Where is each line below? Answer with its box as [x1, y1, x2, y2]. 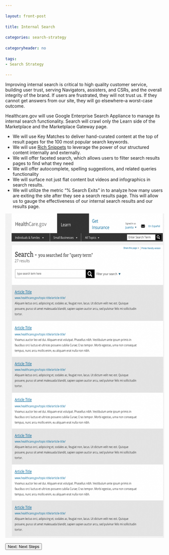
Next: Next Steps [8, 544, 40, 549]
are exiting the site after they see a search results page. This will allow [12, 193, 159, 199]
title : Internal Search [5, 24, 55, 29]
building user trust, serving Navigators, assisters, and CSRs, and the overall [5, 87, 162, 93]
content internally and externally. [12, 150, 81, 156]
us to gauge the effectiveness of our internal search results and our [12, 198, 153, 204]
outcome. [5, 103, 25, 109]
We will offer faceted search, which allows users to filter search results [12, 155, 160, 161]
